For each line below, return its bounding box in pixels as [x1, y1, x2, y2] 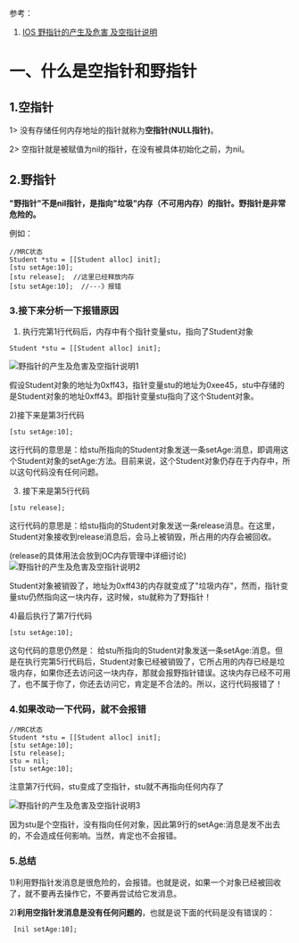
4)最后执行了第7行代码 [9, 610, 93, 622]
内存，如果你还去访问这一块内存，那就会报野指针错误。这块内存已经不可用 [16, 667, 291, 678]
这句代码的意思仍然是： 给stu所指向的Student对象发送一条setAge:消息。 [9, 645, 276, 656]
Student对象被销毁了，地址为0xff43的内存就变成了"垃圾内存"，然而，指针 [9, 581, 281, 591]
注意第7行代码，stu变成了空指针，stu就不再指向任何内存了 [9, 782, 225, 792]
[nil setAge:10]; [12, 924, 78, 934]
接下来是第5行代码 [21, 485, 91, 497]
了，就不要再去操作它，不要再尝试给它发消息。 [9, 888, 181, 898]
